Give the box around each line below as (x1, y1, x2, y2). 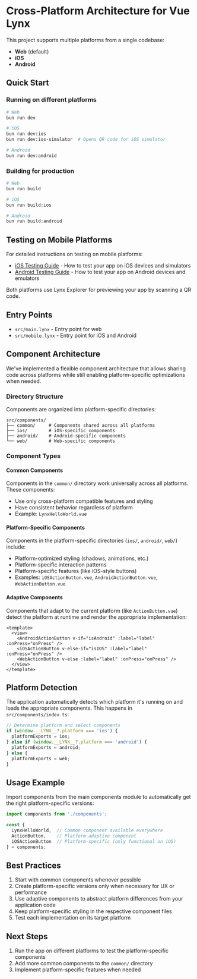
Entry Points (6, 310, 53, 320)
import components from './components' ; (6, 811, 108, 817)
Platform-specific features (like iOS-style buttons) (14, 568, 137, 575)
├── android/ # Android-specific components (6, 433, 126, 439)
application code (14, 902, 56, 909)
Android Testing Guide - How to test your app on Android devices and (14, 269, 186, 276)
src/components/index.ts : (6, 711, 69, 718)
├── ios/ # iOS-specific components (6, 428, 116, 434)
